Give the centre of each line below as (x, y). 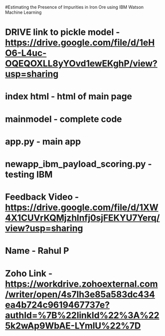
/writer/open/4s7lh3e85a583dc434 (80, 294)
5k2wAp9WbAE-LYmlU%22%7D (73, 325)
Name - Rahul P (37, 251)
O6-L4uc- (26, 53)
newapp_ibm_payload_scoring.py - (79, 164)
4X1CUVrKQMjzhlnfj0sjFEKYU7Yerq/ (82, 218)
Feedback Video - (42, 197)
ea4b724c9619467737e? (57, 305)
